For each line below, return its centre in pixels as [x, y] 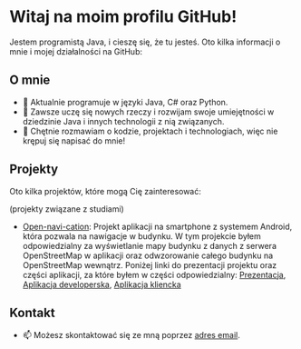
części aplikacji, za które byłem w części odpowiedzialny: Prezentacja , [154, 274]
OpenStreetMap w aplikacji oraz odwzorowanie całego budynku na [148, 255]
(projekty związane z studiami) [67, 209]
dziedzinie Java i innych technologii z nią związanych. [123, 121]
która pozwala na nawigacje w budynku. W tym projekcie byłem [141, 236]
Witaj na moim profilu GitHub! [123, 17]
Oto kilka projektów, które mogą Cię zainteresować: [106, 191]
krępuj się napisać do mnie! [74, 140]
